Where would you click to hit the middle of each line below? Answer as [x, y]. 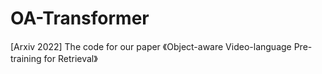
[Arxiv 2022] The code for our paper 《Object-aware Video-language [151, 46]
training [26, 58]
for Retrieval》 [70, 58]
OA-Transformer [80, 18]
